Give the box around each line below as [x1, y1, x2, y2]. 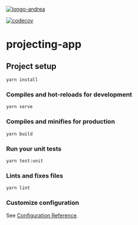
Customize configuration [6, 198, 80, 207]
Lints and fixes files [6, 171, 64, 180]
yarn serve [6, 104, 33, 110]
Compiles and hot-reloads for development [6, 90, 133, 99]
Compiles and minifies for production [6, 118, 115, 126]
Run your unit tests [6, 145, 62, 153]
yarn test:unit [6, 158, 44, 164]
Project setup [6, 61, 57, 71]
